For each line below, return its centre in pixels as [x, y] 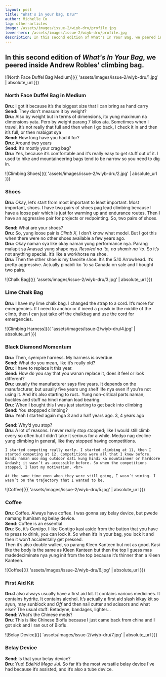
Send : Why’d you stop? [29, 425]
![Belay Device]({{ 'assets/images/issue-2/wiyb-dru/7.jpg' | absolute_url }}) [81, 635]
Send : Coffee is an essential [34, 524]
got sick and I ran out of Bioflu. [37, 625]
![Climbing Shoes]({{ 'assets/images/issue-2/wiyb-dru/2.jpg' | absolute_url [81, 173]
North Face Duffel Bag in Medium [46, 95]
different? [15, 378]
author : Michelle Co [26, 19]
